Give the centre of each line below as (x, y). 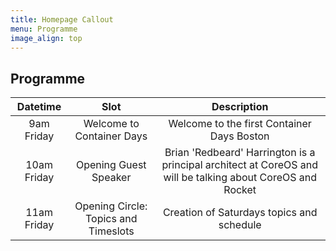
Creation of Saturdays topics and (240, 213)
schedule (240, 225)
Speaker (111, 178)
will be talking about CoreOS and (240, 178)
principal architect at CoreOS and (240, 165)
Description (240, 107)
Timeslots (111, 231)
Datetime (39, 107)
